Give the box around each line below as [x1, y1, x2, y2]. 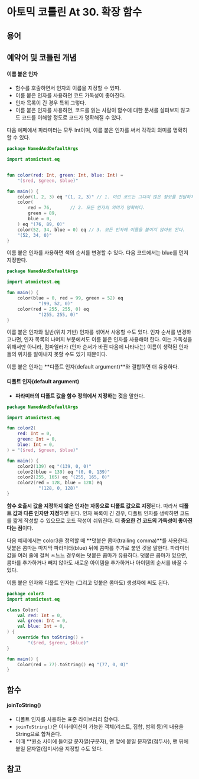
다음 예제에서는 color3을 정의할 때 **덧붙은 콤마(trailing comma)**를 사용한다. [6, 537, 189, 544]
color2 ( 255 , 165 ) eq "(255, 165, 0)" [17, 474, 110, 480]
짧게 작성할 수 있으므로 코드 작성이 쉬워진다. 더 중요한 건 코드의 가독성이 [12, 517, 177, 524]
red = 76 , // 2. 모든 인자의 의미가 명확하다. [28, 205, 145, 211]
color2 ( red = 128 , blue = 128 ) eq [17, 480, 102, 486]
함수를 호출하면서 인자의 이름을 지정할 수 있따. [15, 84, 122, 92]
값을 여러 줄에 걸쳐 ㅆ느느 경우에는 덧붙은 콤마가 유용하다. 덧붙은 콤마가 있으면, [6, 552, 188, 559]
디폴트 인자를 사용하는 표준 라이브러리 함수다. [15, 715, 120, 722]
